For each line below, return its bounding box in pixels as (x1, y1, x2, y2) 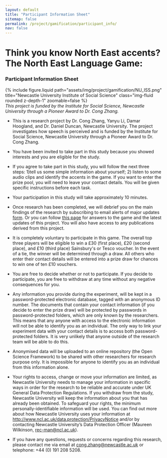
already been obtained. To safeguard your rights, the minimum (12, 400, 141, 406)
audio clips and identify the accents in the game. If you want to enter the (12, 174, 162, 180)
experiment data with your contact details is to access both (12, 328, 135, 334)
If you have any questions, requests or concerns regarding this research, (12, 436, 162, 442)
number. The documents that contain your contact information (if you (12, 302, 155, 308)
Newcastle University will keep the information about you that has (12, 395, 148, 401)
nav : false (5, 26, 28, 31)
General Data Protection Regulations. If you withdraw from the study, (12, 389, 154, 396)
